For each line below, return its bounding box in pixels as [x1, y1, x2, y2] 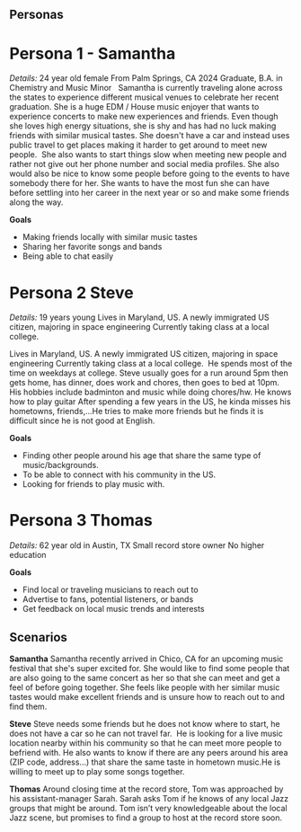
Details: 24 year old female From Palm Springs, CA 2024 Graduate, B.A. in [9, 73, 283, 84]
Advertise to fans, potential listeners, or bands [22, 594, 194, 605]
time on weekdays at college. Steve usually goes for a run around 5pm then [9, 367, 289, 378]
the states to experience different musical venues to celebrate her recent [9, 92, 279, 102]
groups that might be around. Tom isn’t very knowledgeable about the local [9, 803, 288, 814]
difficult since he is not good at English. [9, 415, 155, 426]
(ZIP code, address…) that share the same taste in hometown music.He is [9, 757, 281, 767]
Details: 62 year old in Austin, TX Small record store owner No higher [9, 540, 265, 551]
